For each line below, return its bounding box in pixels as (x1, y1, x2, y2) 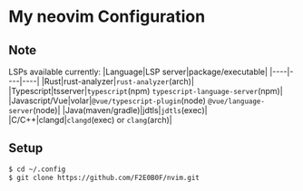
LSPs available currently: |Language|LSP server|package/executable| (8, 66, 269, 77)
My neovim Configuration (8, 6, 206, 27)
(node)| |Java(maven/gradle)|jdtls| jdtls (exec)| (32, 105, 208, 115)
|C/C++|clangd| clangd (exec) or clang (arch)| (8, 115, 173, 125)
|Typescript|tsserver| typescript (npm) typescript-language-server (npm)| (8, 86, 283, 96)
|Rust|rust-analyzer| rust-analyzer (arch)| (41, 76, 194, 87)
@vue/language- (207, 97, 265, 106)
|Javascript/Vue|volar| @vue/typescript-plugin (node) (8, 95, 206, 106)
